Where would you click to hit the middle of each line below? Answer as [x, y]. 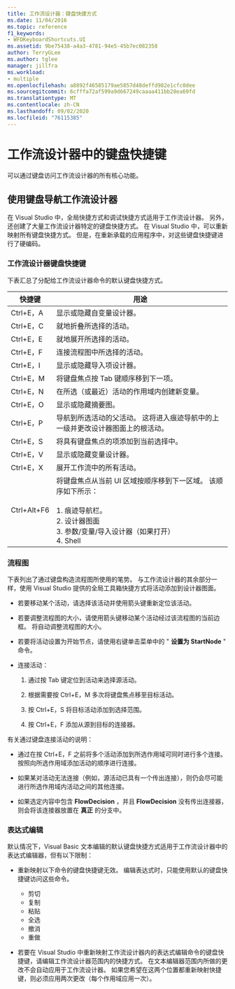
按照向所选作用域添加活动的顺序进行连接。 [79, 762]
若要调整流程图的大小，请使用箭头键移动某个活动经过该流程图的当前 [115, 618]
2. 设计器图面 [78, 520]
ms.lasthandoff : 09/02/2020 [48, 111]
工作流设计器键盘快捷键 [47, 264]
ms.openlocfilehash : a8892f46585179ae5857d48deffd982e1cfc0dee [101, 85]
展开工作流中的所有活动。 [99, 467]
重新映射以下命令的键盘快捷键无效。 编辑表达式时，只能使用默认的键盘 [119, 870]
